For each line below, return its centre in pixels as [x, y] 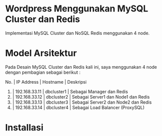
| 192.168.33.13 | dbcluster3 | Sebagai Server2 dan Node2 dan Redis [82, 102]
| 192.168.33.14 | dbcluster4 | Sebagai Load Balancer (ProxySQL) [78, 107]
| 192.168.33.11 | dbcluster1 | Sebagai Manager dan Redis [70, 91]
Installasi [24, 128]
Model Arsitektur [41, 53]
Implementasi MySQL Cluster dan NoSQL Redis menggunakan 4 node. [78, 33]
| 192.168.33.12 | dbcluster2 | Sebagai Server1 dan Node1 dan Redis [81, 97]
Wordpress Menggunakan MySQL [77, 9]
